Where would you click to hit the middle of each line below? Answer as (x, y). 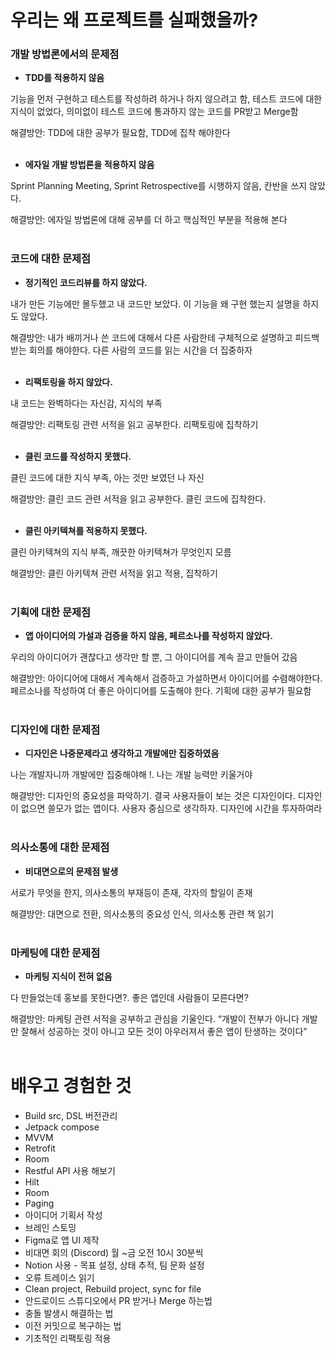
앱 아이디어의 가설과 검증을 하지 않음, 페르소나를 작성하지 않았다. (148, 636)
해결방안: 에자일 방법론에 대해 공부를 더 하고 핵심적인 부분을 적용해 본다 (149, 220)
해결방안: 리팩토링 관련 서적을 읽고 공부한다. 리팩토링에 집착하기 (134, 424)
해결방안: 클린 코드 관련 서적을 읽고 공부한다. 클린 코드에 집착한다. (138, 498)
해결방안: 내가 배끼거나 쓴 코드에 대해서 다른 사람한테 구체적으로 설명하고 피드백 (165, 337)
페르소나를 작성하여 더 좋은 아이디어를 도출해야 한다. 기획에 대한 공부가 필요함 (161, 691)
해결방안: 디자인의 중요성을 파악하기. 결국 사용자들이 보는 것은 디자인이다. (153, 796)
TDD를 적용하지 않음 (64, 78)
